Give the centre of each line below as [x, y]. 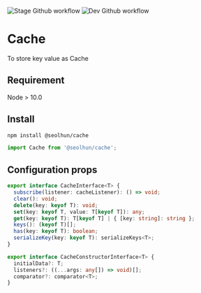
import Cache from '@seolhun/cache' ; [62, 148]
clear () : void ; [36, 199]
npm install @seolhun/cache [48, 135]
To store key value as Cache [48, 58]
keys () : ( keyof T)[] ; [45, 225]
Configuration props [52, 170]
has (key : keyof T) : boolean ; [56, 231]
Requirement [36, 80]
